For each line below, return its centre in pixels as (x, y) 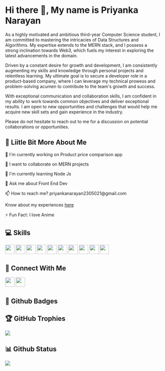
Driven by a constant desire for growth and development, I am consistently (81, 65)
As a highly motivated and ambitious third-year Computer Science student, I (82, 34)
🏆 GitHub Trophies (35, 319)
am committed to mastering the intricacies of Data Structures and (72, 40)
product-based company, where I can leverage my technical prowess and (80, 81)
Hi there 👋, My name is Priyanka (72, 10)
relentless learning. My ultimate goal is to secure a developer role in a (76, 76)
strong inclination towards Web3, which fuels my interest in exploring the (80, 50)
